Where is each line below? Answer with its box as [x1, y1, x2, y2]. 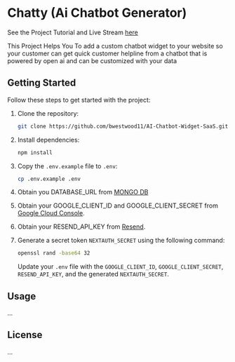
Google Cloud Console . [17, 209, 86, 217]
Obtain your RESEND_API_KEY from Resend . [17, 222, 146, 231]
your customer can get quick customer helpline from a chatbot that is [7, 49, 208, 58]
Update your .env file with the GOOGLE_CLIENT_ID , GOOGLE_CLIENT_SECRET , [17, 262, 224, 271]
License [7, 329, 43, 341]
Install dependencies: [17, 135, 80, 144]
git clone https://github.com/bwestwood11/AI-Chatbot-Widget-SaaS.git [17, 123, 229, 130]
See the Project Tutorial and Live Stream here [7, 28, 138, 36]
